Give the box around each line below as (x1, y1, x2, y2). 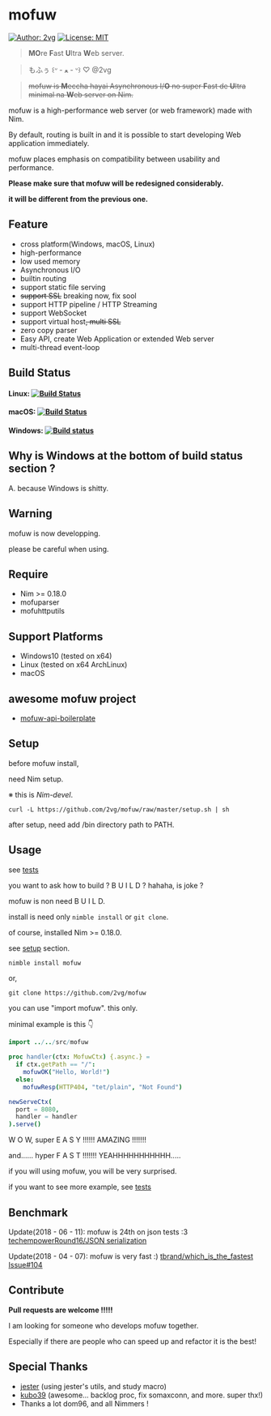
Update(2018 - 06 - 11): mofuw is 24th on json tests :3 (8, 1227, 188, 1237)
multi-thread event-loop (19, 342, 100, 352)
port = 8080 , (15, 1105, 60, 1114)
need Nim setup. (8, 774, 64, 784)
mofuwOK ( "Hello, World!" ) (23, 1068, 111, 1076)
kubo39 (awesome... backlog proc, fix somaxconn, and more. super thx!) (19, 1390, 264, 1400)
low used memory (19, 256, 81, 266)
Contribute (8, 1283, 65, 1298)
